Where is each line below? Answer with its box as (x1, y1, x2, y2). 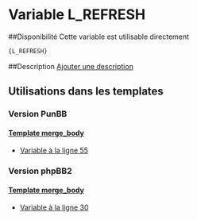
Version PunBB (8, 109, 68, 120)
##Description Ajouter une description (8, 61, 133, 71)
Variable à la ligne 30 (19, 203, 89, 212)
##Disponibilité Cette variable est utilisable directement (8, 32, 189, 41)
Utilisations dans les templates (8, 85, 164, 98)
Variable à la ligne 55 (19, 145, 89, 156)
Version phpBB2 (8, 165, 73, 176)
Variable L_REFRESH (8, 6, 146, 24)
